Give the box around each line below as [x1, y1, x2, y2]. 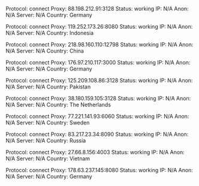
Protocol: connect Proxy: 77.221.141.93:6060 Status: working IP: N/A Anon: [5, 113, 189, 120]
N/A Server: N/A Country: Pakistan [5, 83, 91, 90]
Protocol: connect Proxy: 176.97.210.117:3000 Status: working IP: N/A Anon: [5, 59, 191, 66]
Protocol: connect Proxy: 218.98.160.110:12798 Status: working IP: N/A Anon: [5, 41, 194, 48]
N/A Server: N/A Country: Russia [5, 137, 86, 144]
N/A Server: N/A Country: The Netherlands [5, 101, 111, 108]
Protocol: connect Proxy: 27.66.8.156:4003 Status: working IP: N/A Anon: [5, 149, 185, 155]
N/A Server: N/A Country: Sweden [5, 119, 90, 126]
